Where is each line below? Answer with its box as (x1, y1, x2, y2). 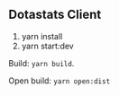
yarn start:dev (21, 40, 74, 51)
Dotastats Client (8, 7, 102, 22)
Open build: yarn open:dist (8, 75, 111, 86)
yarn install (21, 30, 63, 41)
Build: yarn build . (8, 57, 75, 68)
